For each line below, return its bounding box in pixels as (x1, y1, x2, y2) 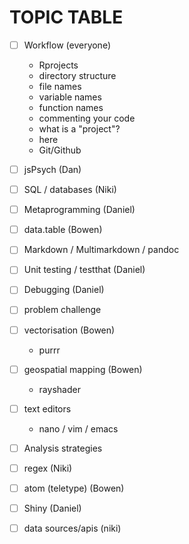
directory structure (38, 70, 117, 81)
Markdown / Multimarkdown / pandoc (23, 244, 180, 256)
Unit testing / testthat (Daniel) (23, 264, 146, 276)
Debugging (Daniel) (23, 284, 105, 296)
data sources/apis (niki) (23, 522, 122, 534)
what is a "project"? (38, 123, 121, 135)
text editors (23, 402, 72, 415)
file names (38, 81, 82, 92)
